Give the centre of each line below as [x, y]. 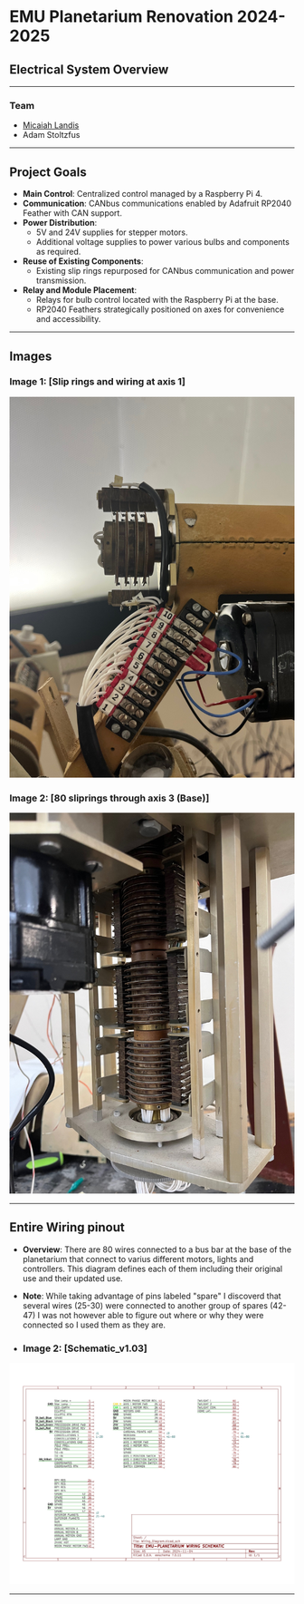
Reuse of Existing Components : [83, 261]
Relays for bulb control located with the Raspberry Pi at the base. [157, 300]
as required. [58, 252]
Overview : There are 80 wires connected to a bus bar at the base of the [157, 1249]
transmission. [61, 281]
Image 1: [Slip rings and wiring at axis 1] [97, 382]
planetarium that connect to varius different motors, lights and [138, 1259]
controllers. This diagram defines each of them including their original [152, 1269]
